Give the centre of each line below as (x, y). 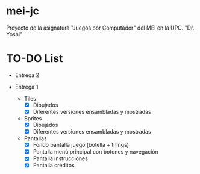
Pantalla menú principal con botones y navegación (95, 152)
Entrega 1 (27, 87)
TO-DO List (35, 59)
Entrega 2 (27, 75)
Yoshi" (14, 34)
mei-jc (23, 11)
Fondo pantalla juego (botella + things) (81, 145)
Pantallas (35, 138)
